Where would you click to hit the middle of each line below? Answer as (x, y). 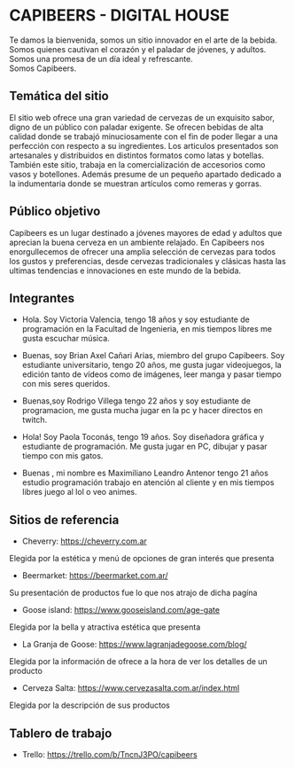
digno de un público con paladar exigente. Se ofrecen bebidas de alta (136, 127)
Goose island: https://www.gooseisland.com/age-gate (120, 610)
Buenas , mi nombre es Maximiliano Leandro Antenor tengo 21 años (145, 473)
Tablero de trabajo (61, 733)
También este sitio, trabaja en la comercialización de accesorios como (137, 164)
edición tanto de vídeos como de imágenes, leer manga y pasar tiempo (151, 374)
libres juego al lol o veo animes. (79, 492)
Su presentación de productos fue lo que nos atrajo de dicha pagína (133, 593)
